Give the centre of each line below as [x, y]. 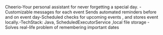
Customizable [19, 12]
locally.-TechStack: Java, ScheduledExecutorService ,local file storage [76, 22]
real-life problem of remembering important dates [69, 27]
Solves [12, 27]
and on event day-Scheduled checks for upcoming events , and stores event [82, 17]
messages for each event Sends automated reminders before [95, 12]
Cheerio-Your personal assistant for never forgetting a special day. [72, 7]
